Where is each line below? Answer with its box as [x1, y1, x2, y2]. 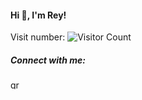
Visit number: [10, 31, 66, 43]
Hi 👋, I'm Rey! [10, 9, 67, 21]
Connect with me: [10, 54, 86, 66]
